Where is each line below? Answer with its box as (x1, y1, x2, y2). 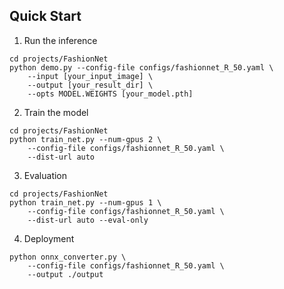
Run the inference (23, 34, 98, 46)
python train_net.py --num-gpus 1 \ (9, 197, 162, 208)
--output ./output (27, 269, 104, 279)
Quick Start (9, 8, 82, 25)
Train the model (23, 106, 89, 118)
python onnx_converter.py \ (9, 252, 127, 262)
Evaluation (23, 169, 68, 181)
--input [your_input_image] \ (27, 71, 154, 81)
